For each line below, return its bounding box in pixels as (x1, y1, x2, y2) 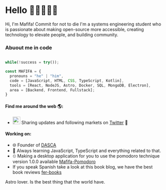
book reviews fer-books (12, 169, 62, 175)
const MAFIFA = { (5, 69, 41, 74)
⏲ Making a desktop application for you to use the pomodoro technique (12, 152, 160, 159)
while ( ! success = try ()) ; (5, 60, 59, 65)
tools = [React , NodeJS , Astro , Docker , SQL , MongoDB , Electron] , (9, 82, 151, 88)
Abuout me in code (5, 44, 52, 51)
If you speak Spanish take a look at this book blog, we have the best (12, 163, 153, 169)
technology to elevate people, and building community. (5, 31, 118, 37)
